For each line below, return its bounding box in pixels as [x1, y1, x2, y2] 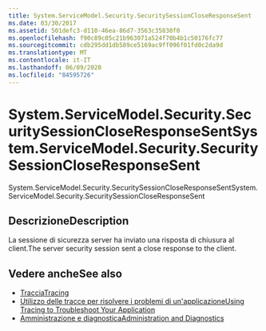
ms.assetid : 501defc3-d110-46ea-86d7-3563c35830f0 [8, 26, 181, 34]
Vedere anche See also [8, 266, 122, 280]
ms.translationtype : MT [8, 49, 88, 57]
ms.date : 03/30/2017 [8, 19, 77, 27]
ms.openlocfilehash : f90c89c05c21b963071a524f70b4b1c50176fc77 [8, 33, 224, 42]
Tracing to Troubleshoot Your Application [19, 305, 156, 315]
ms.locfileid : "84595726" [8, 71, 94, 79]
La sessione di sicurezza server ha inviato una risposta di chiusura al [8, 235, 235, 245]
